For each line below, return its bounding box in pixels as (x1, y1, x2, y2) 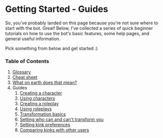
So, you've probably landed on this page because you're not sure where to (5, 20, 159, 26)
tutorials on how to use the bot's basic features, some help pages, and (5, 30, 150, 36)
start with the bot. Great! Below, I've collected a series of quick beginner (5, 25, 153, 31)
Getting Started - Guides (5, 3, 108, 15)
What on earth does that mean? (12, 79, 77, 85)
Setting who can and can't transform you (19, 117, 104, 123)
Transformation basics (19, 111, 66, 117)
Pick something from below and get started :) (5, 45, 98, 51)
